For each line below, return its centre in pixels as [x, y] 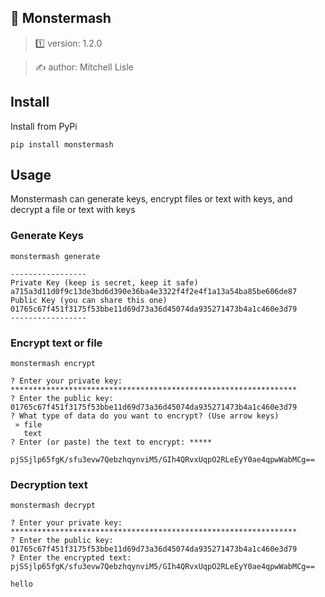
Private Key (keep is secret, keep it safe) [104, 282]
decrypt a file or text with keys [73, 210]
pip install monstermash [62, 144]
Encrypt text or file [56, 343]
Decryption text [49, 484]
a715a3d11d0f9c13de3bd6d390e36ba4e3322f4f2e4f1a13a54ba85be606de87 [154, 291]
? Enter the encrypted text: [71, 558]
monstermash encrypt [53, 364]
